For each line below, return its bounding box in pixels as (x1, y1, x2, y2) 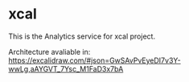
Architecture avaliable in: (8, 47, 91, 56)
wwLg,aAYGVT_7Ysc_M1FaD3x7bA (8, 64, 124, 73)
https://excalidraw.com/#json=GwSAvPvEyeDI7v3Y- (8, 55, 181, 65)
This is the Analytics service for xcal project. (8, 31, 155, 41)
